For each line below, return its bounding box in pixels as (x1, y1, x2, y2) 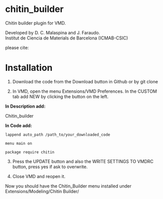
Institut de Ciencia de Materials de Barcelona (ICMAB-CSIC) (5, 35, 128, 41)
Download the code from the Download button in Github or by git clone (12, 78, 159, 84)
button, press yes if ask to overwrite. (12, 164, 88, 170)
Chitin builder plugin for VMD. (5, 20, 66, 26)
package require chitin (5, 150, 55, 155)
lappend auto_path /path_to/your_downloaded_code (5, 132, 111, 137)
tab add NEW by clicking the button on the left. (12, 93, 109, 99)
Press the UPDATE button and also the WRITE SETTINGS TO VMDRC (12, 158, 154, 164)
